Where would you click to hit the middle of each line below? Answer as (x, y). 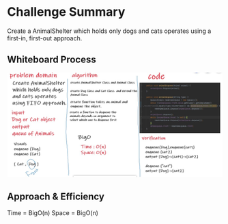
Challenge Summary (66, 12)
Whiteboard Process (52, 60)
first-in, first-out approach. (45, 38)
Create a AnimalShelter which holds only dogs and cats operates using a (109, 31)
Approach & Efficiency (56, 196)
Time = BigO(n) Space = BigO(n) (53, 213)
